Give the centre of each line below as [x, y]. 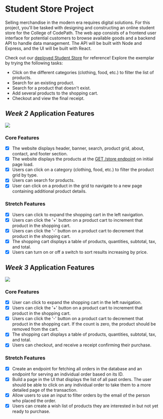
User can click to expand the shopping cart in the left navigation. [77, 303]
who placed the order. [34, 400]
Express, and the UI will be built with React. [48, 48]
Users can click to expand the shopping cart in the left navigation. [78, 214]
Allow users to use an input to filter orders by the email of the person [81, 395]
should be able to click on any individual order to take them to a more [81, 385]
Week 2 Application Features [50, 114]
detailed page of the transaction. [45, 390]
